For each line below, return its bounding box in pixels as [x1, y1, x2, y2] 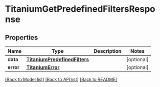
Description [93, 48, 122, 54]
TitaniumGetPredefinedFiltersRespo [5, 3, 156, 15]
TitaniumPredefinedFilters [26, 56, 89, 63]
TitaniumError [26, 64, 60, 70]
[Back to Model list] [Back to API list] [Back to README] [5, 77, 117, 82]
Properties [5, 33, 38, 42]
